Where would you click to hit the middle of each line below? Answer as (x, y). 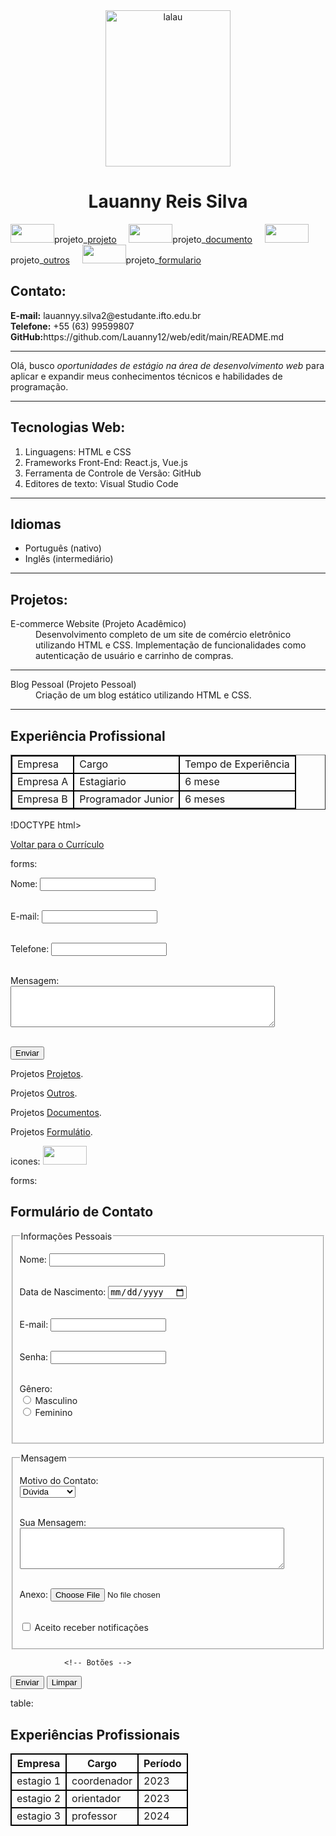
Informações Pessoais (66, 1236)
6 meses (205, 799)
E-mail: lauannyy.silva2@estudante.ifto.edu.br (106, 315)
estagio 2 (39, 1799)
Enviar (27, 1053)
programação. (39, 386)
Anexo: (34, 1594)
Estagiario (103, 781)
